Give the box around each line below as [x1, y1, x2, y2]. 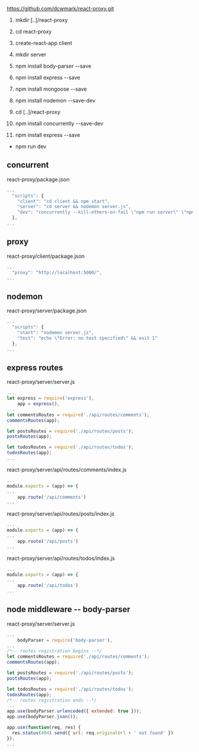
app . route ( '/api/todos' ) [17, 582, 79, 589]
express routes [6, 362, 64, 372]
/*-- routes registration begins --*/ [6, 648, 102, 654]
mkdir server [15, 51, 47, 58]
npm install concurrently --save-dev [15, 120, 104, 127]
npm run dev [15, 143, 47, 150]
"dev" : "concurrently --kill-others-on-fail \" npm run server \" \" [17, 209, 187, 215]
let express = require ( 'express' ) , [6, 396, 94, 402]
